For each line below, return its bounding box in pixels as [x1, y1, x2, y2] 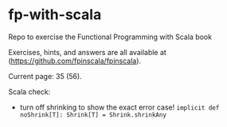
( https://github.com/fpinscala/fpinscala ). [8, 56, 142, 65]
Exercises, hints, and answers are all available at [8, 47, 167, 57]
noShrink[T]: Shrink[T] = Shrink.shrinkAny [19, 110, 167, 119]
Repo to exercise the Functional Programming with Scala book [8, 32, 213, 42]
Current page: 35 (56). [8, 71, 82, 81]
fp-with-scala [8, 6, 102, 24]
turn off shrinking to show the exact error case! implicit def [19, 102, 220, 112]
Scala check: [8, 86, 51, 97]
